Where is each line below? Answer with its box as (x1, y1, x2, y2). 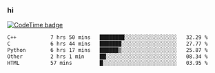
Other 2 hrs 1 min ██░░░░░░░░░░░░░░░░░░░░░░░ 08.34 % (7, 53, 208, 60)
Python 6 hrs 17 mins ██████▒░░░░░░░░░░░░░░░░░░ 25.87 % (7, 47, 208, 54)
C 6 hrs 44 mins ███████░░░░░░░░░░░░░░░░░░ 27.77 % (7, 40, 208, 48)
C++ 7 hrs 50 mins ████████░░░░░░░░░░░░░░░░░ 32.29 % (7, 34, 208, 41)
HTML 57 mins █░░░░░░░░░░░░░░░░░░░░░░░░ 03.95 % (7, 59, 208, 66)
